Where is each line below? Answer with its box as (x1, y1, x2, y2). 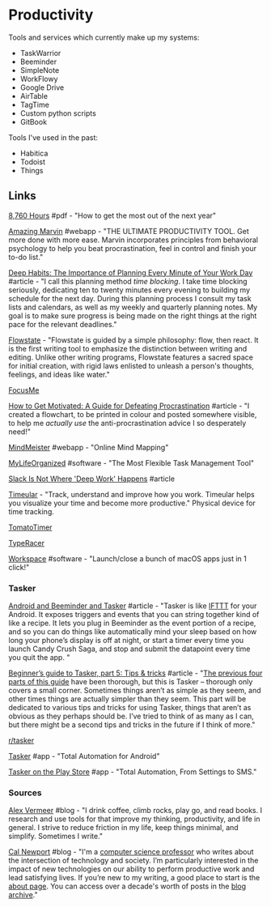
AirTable (19, 91, 49, 100)
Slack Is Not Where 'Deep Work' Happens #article (8, 474, 176, 483)
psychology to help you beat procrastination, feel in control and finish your (8, 243, 257, 253)
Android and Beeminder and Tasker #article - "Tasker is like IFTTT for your (8, 601, 257, 611)
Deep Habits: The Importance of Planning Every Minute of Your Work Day (8, 267, 253, 277)
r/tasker (8, 735, 35, 746)
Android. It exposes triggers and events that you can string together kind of (8, 610, 260, 620)
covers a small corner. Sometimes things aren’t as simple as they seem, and (8, 686, 261, 696)
